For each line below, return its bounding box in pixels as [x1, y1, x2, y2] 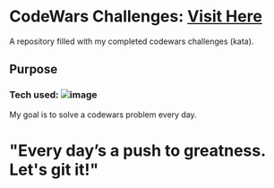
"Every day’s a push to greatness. [9, 141, 266, 160]
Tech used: [9, 89, 59, 101]
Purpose [9, 62, 58, 77]
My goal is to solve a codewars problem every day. [9, 109, 197, 120]
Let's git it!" [9, 159, 99, 180]
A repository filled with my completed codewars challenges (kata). [9, 36, 254, 47]
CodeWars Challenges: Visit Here [9, 6, 262, 27]
